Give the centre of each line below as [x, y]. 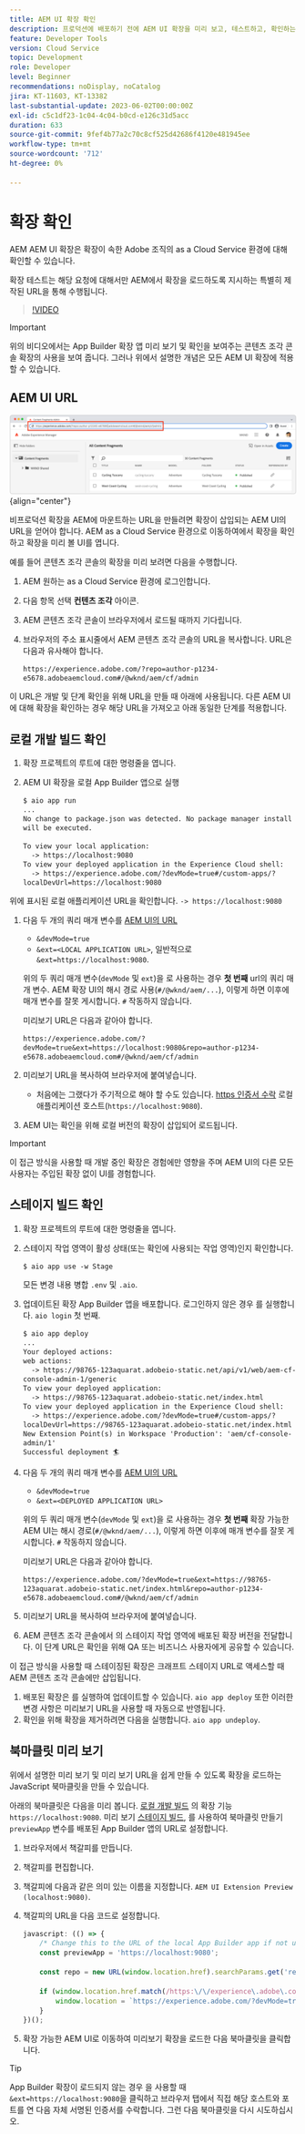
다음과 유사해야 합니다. [63, 651]
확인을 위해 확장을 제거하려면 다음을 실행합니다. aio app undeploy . [142, 1719]
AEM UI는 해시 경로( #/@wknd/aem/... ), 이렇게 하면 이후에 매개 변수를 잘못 [153, 1530]
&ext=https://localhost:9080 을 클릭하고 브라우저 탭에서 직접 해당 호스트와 [145, 2098]
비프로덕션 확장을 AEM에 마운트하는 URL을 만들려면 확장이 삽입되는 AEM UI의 [148, 520]
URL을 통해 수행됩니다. [66, 291]
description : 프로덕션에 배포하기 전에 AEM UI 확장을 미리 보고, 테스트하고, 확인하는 [152, 29]
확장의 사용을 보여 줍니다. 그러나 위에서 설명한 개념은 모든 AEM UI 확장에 [148, 357]
